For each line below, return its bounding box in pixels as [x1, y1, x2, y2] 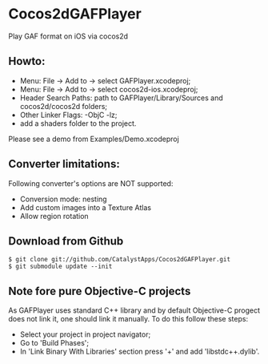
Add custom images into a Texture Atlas [19, 202, 152, 212]
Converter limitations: [8, 157, 120, 171]
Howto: [8, 55, 46, 68]
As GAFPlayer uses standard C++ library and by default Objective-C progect [8, 305, 260, 315]
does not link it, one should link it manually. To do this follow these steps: [8, 314, 249, 324]
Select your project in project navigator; [19, 330, 151, 339]
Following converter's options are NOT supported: [8, 178, 174, 188]
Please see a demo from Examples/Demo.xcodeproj [8, 134, 180, 144]
